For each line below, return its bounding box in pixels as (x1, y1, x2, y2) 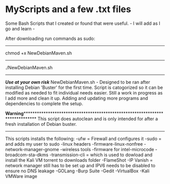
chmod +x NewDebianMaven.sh (5, 50, 72, 56)
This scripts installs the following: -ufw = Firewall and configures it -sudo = (5, 135, 162, 142)
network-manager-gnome (5, 146, 59, 152)
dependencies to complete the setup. (5, 100, 83, 107)
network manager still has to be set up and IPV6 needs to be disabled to (5, 162, 156, 168)
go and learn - (5, 25, 35, 31)
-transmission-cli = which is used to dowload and (49, 152, 153, 158)
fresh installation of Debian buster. (5, 121, 77, 127)
